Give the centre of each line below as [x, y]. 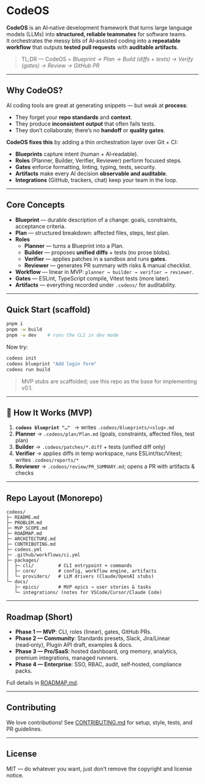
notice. [15, 775]
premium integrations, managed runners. [67, 658]
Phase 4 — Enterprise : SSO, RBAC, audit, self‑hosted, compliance [98, 665]
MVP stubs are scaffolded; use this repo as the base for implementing [109, 381]
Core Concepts [36, 205]
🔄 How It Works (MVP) [49, 413]
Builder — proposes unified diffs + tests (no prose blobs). [98, 252]
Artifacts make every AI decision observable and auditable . [91, 173]
